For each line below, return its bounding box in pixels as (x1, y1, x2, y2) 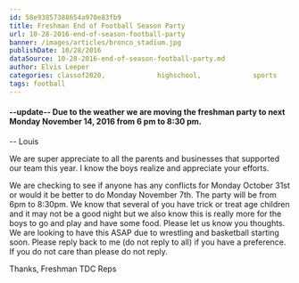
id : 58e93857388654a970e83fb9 (9, 12, 122, 22)
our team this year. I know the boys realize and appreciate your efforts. (9, 162, 270, 174)
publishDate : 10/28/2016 (9, 46, 102, 55)
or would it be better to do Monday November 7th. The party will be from (9, 189, 277, 200)
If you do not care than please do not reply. (9, 246, 168, 256)
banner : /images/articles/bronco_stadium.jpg (9, 37, 181, 47)
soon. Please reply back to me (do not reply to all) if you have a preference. (9, 237, 287, 247)
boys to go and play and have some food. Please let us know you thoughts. (9, 217, 286, 228)
